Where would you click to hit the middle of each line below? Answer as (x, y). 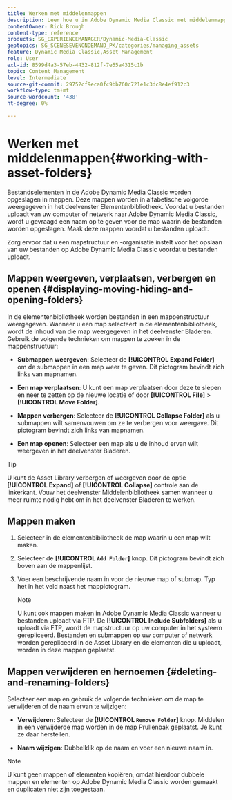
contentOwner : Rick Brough (46, 26)
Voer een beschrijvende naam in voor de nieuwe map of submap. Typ (116, 579)
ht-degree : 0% (28, 104)
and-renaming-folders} (59, 682)
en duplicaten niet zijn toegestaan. (56, 789)
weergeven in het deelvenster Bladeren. (74, 451)
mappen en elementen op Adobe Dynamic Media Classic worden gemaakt (113, 782)
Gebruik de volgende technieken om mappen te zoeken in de (94, 338)
